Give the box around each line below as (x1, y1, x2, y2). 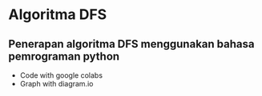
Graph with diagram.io (19, 79, 94, 88)
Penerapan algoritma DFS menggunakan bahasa (8, 37, 255, 51)
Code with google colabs (19, 71, 103, 80)
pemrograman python (8, 49, 120, 63)
